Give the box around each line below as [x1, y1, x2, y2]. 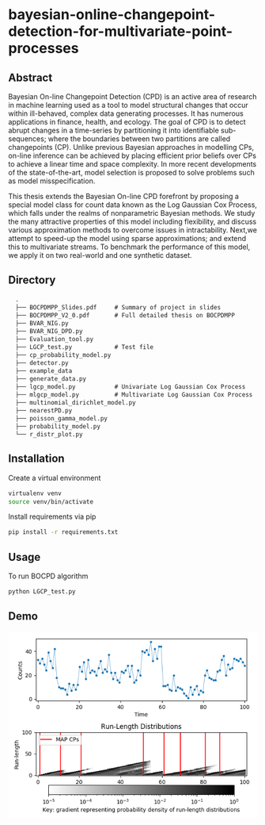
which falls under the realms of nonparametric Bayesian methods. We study [8, 209, 256, 217]
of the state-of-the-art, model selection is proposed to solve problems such [8, 168, 255, 177]
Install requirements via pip [8, 512, 97, 521]
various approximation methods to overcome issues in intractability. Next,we [8, 225, 257, 235]
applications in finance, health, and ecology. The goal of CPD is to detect [8, 117, 246, 126]
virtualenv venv [8, 489, 62, 497]
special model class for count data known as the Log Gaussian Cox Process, [8, 200, 257, 209]
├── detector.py [15, 359, 69, 366]
